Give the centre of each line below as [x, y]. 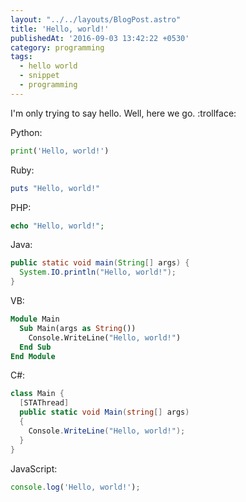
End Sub [35, 347]
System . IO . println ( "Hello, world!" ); [98, 272]
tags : [21, 57]
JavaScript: [34, 468]
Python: [26, 132]
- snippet [39, 76]
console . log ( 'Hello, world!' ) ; [75, 487]
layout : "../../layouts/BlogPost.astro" [96, 19]
